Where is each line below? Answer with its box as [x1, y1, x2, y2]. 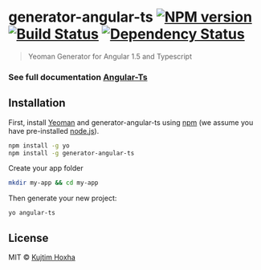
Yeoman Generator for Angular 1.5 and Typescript [27, 51, 193, 61]
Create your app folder [8, 163, 84, 173]
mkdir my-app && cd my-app [8, 179, 99, 187]
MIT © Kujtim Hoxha [8, 252, 76, 262]
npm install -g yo [8, 141, 70, 150]
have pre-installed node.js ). [8, 126, 100, 135]
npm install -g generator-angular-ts [8, 149, 135, 157]
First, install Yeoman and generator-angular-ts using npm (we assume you [8, 117, 254, 127]
